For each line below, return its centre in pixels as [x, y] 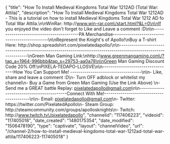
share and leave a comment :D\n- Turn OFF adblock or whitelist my [75, 77]
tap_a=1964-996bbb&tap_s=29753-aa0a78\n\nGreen [61, 61]
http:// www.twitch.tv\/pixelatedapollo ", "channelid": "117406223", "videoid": [84, 115]
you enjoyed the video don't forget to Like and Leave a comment [73, 29]
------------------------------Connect [45, 94]
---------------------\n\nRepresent [41, 40]
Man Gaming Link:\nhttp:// [73, 56]
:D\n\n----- [153, 29]
